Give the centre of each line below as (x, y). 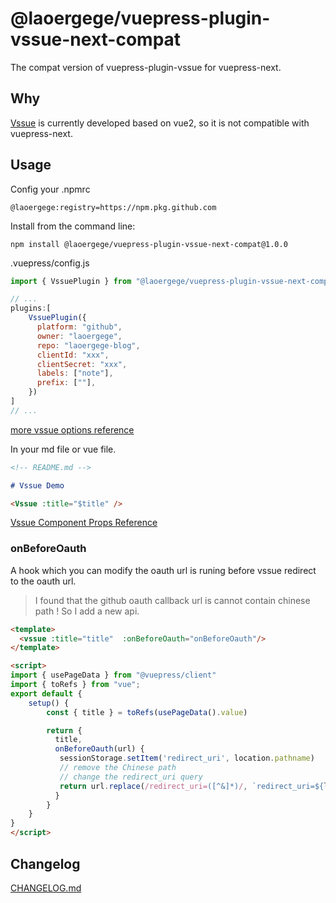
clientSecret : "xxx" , (82, 364)
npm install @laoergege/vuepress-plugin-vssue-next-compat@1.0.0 (149, 244)
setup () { (49, 703)
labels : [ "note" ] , (75, 373)
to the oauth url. (43, 581)
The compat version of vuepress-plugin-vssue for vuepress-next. (146, 67)
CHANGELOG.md (46, 888)
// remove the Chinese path (118, 768)
